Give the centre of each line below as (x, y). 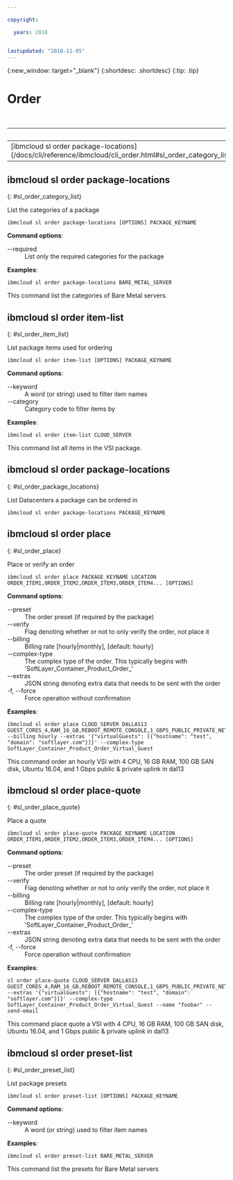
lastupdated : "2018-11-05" (46, 51)
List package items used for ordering (60, 347)
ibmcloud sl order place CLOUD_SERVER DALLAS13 (77, 724)
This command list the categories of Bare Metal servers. (87, 295)
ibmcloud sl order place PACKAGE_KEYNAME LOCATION (82, 577)
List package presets (37, 1083)
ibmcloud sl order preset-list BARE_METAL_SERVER (80, 1156)
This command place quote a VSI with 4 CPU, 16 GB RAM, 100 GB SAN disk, (115, 1024)
